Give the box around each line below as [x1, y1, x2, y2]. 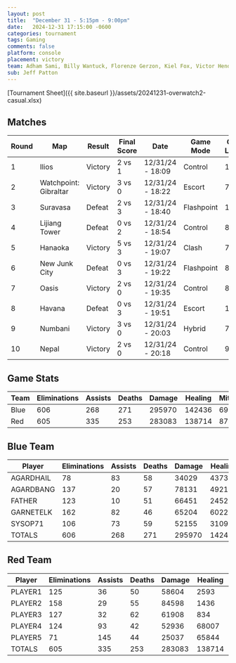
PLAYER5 [11, 632, 42, 642]
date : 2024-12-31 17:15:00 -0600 [7, 23, 112, 30]
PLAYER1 [11, 586, 42, 596]
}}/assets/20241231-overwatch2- [110, 89, 206, 97]
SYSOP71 [11, 518, 44, 528]
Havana [39, 304, 65, 314]
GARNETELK [11, 507, 53, 517]
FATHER [11, 496, 37, 506]
